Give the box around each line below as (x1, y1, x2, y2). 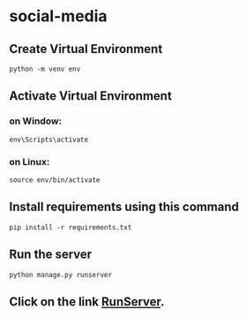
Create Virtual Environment (9, 42, 163, 57)
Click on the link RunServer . (9, 294, 165, 309)
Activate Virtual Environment (9, 88, 172, 103)
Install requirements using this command (9, 200, 240, 215)
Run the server (9, 247, 93, 262)
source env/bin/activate (9, 175, 101, 185)
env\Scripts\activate (9, 135, 89, 144)
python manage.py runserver (9, 270, 113, 279)
